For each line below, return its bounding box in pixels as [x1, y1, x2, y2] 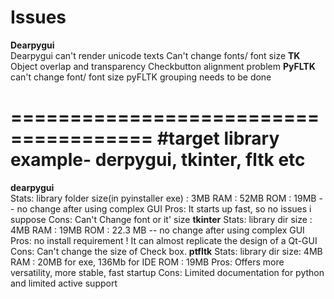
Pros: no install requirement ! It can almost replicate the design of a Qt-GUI [10, 234, 318, 246]
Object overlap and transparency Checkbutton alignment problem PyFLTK [10, 60, 316, 72]
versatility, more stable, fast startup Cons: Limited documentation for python [10, 266, 325, 278]
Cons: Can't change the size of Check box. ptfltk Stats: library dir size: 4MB [10, 245, 323, 257]
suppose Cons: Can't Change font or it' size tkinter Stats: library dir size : [10, 213, 313, 225]
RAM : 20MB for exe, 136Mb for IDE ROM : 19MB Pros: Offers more [10, 256, 285, 268]
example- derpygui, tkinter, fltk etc [10, 149, 306, 171]
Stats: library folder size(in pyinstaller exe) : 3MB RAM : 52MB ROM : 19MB [10, 192, 317, 204]
